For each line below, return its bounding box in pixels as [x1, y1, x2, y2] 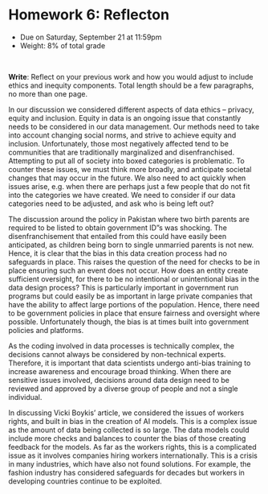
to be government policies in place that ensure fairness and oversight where [8, 308, 261, 318]
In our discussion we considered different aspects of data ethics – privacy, [8, 105, 254, 114]
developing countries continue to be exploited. [8, 476, 162, 486]
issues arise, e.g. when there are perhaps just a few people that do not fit [8, 181, 250, 191]
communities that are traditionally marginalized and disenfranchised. [8, 147, 235, 157]
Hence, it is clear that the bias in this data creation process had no [8, 248, 227, 258]
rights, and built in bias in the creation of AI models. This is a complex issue [8, 416, 258, 426]
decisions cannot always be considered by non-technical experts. [8, 349, 226, 359]
